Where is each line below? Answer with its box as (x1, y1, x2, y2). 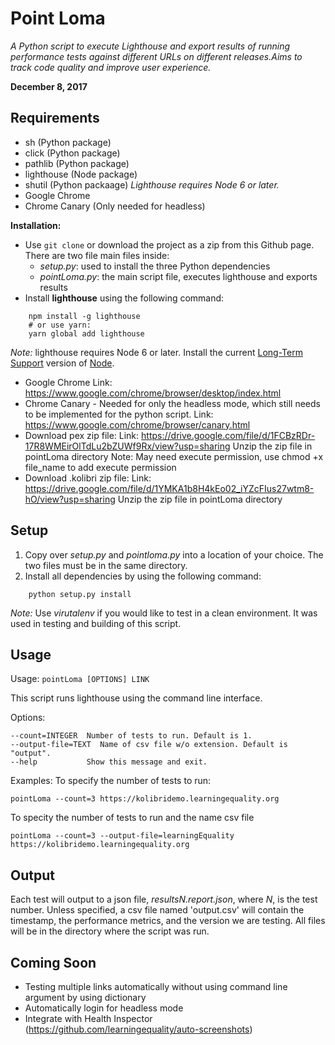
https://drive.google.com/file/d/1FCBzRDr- (141, 429, 316, 441)
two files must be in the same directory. (24, 559, 188, 571)
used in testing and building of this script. (10, 617, 182, 629)
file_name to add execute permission (24, 461, 177, 473)
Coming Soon (10, 954, 97, 971)
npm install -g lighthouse (28, 311, 141, 321)
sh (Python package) (24, 136, 112, 148)
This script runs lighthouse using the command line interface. (10, 692, 263, 704)
